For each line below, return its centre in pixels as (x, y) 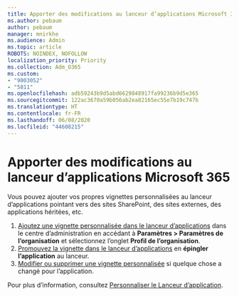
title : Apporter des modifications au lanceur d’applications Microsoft (117, 14)
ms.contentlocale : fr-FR (44, 113)
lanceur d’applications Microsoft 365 (119, 177)
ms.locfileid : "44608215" (46, 127)
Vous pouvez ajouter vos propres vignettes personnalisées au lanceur (110, 197)
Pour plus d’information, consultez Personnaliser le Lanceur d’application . (115, 285)
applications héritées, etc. (45, 212)
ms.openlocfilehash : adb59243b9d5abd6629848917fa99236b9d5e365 (103, 93)
